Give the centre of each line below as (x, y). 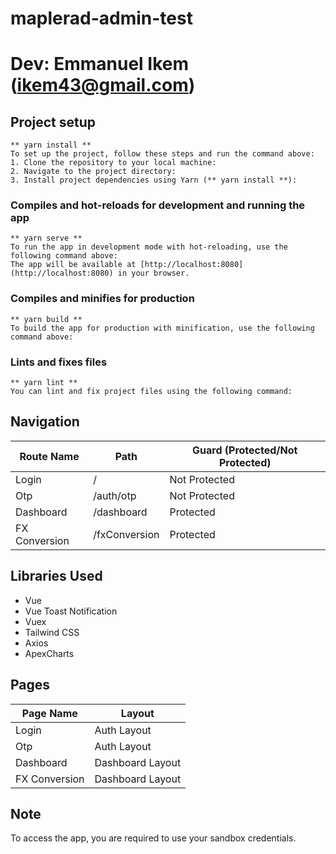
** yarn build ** (46, 319)
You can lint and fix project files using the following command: (151, 392)
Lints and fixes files (59, 362)
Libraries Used (56, 576)
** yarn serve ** (46, 238)
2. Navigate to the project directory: (93, 172)
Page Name (49, 713)
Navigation (45, 422)
